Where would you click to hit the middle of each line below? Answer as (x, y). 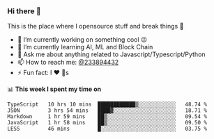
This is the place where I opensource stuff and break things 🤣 (95, 26)
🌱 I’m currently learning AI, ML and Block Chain (85, 47)
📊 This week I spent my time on (54, 89)
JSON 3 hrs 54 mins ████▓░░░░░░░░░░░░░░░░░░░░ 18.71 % (107, 111)
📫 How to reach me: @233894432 (68, 63)
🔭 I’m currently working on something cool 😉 (82, 40)
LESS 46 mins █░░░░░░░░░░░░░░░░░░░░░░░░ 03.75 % (107, 129)
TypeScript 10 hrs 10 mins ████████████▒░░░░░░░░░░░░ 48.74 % (107, 105)
